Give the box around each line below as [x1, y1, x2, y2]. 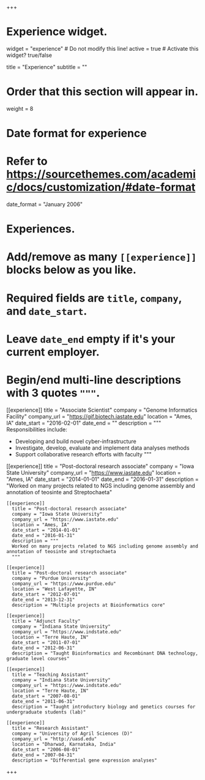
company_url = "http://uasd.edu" [12, 735, 97, 742]
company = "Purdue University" [12, 575, 92, 581]
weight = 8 [6, 105, 34, 112]
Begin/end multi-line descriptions [6, 373, 182, 387]
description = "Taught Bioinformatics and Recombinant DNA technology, [12, 650, 199, 656]
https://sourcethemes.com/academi [6, 168, 196, 181]
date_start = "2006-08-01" [12, 746, 81, 752]
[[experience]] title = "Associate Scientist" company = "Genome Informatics [6, 406, 198, 414]
